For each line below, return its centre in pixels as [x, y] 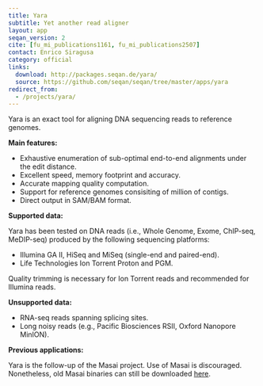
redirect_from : [33, 89]
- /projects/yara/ [46, 97]
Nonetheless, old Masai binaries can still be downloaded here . [110, 374]
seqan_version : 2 [37, 38]
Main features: [33, 143]
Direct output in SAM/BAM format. [76, 201]
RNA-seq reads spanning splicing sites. [84, 318]
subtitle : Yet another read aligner [69, 23]
